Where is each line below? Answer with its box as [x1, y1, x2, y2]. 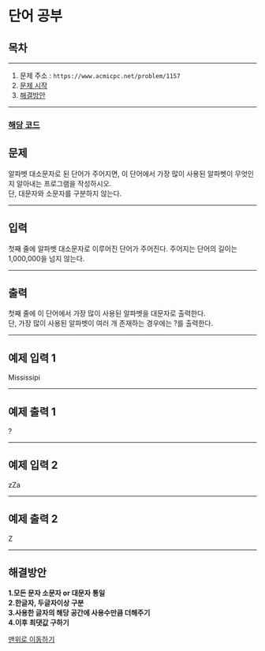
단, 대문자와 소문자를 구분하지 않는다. [8, 189, 122, 198]
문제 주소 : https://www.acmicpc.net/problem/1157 [19, 71, 181, 80]
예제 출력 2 [8, 512, 58, 526]
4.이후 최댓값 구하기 [8, 618, 69, 627]
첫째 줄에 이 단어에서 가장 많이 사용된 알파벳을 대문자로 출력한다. [8, 309, 207, 318]
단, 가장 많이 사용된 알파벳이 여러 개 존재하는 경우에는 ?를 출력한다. [8, 319, 214, 328]
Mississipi [8, 372, 41, 383]
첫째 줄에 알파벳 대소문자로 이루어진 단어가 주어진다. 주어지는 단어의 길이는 [8, 244, 238, 253]
